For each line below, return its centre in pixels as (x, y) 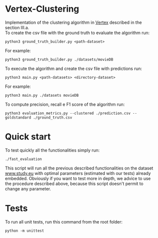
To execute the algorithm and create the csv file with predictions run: (74, 68)
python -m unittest (25, 231)
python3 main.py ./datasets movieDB (42, 95)
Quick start (28, 137)
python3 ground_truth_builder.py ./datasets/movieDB (59, 59)
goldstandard (18, 118)
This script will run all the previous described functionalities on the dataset (79, 168)
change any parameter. (28, 188)
